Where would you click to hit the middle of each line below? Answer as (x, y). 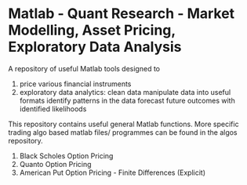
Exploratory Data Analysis (95, 47)
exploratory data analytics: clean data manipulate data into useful (125, 92)
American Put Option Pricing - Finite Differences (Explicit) (113, 172)
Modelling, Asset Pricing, (92, 30)
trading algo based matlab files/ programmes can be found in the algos (123, 132)
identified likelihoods (53, 109)
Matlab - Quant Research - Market (122, 14)
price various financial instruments (75, 84)
